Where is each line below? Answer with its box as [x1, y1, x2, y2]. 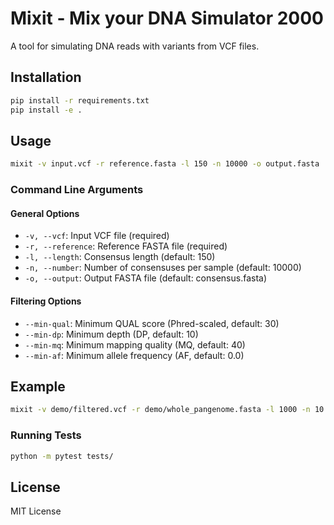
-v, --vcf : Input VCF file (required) [24, 230, 170, 242]
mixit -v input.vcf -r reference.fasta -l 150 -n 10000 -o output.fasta [10, 159, 320, 169]
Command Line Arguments [10, 183, 144, 197]
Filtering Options [10, 295, 82, 307]
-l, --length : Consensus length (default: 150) [24, 251, 216, 263]
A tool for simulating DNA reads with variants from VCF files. [10, 40, 260, 52]
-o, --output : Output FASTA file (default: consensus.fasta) [24, 272, 268, 284]
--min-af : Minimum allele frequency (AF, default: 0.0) [24, 349, 245, 361]
